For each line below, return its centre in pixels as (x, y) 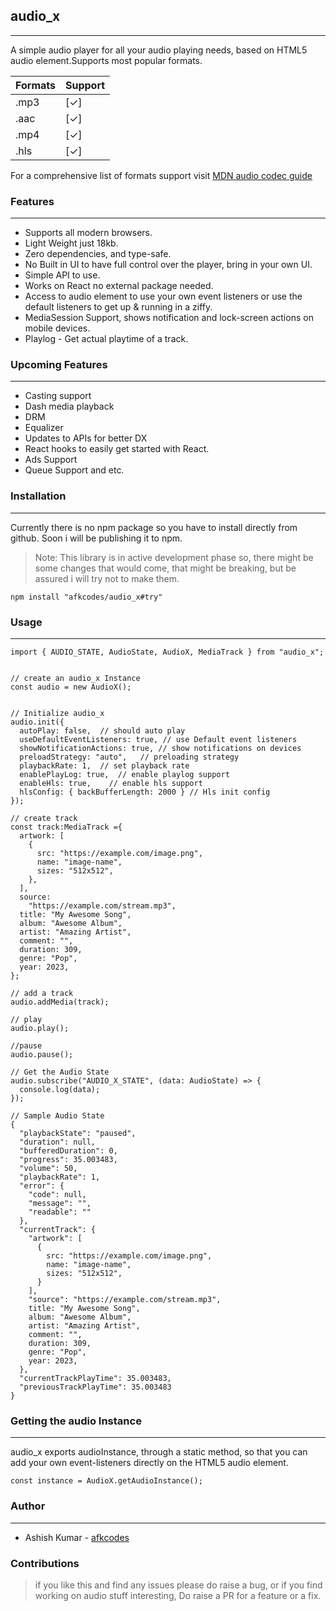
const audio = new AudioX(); (71, 687)
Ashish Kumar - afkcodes (77, 1537)
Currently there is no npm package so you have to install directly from (154, 527)
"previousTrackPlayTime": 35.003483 (95, 1387)
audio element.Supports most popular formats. (106, 60)
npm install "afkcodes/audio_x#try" (86, 597)
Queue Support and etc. (74, 470)
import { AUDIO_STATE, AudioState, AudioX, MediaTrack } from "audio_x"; (167, 652)
